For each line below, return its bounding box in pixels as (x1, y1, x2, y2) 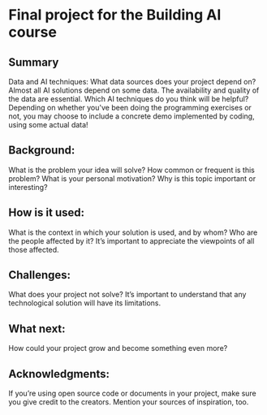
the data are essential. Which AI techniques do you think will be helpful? (8, 94, 249, 103)
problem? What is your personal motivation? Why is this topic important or (8, 173, 256, 184)
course (8, 23, 57, 41)
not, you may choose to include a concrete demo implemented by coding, (8, 111, 255, 121)
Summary (8, 55, 59, 69)
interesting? (8, 182, 48, 192)
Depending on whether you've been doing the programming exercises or (8, 103, 252, 112)
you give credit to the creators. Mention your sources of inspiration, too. (8, 397, 249, 407)
